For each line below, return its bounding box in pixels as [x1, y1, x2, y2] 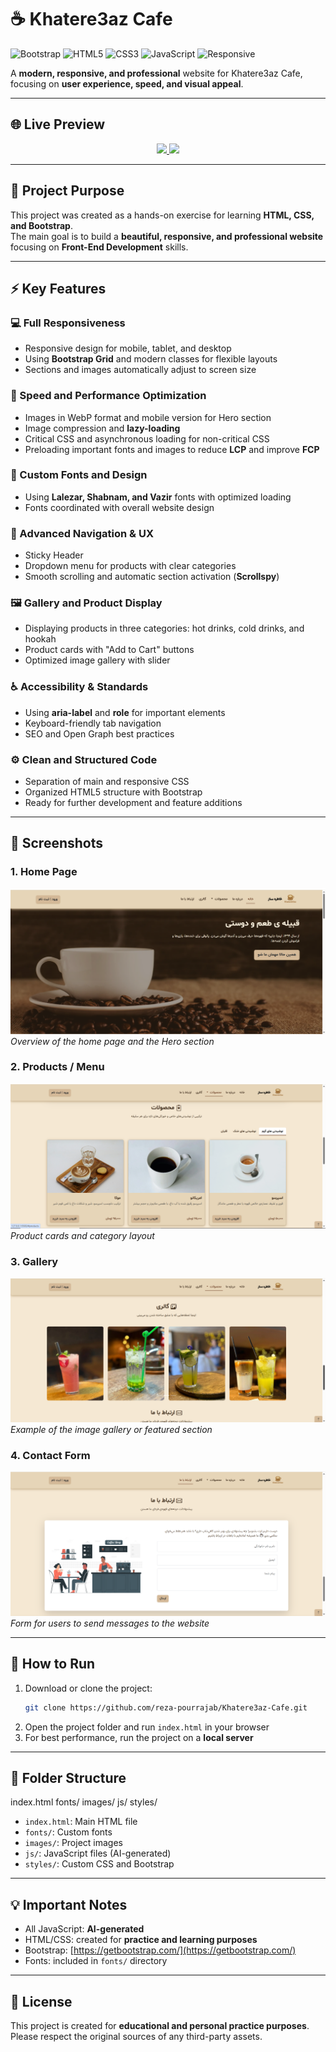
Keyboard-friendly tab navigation [24, 717, 162, 729]
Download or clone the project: [24, 1682, 153, 1694]
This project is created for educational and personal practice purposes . [10, 2020, 310, 2032]
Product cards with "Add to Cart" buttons [24, 644, 195, 656]
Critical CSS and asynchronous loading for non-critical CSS [24, 432, 270, 445]
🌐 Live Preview [10, 116, 106, 133]
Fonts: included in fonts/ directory [24, 1955, 168, 1967]
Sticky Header [24, 549, 84, 561]
